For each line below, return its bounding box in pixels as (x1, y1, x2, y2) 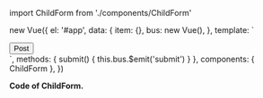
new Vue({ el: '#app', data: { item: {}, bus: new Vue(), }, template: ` (9, 25, 254, 35)
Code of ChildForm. (9, 80, 84, 91)
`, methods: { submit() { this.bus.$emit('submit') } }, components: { (9, 53, 255, 64)
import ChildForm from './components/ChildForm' (9, 8, 192, 18)
